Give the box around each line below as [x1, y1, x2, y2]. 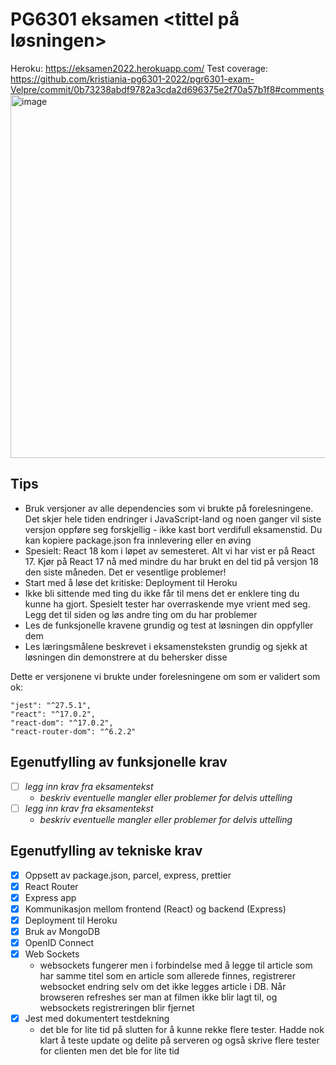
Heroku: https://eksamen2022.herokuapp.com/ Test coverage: [10, 62, 269, 74]
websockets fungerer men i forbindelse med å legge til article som [39, 959, 313, 971]
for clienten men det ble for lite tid [39, 1045, 180, 1057]
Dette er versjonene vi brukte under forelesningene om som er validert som [10, 670, 321, 682]
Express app [24, 891, 77, 903]
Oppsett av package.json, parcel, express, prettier [24, 869, 232, 881]
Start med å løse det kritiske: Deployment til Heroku [24, 576, 238, 588]
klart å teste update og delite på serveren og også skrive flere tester [39, 1034, 320, 1047]
